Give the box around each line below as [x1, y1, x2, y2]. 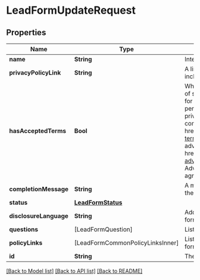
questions [9, 225, 39, 233]
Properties [6, 27, 46, 38]
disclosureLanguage [9, 212, 68, 220]
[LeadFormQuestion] [74, 225, 133, 233]
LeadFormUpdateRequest [6, 4, 136, 17]
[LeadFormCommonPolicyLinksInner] [74, 239, 179, 247]
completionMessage [9, 185, 69, 193]
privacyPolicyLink [9, 69, 61, 76]
